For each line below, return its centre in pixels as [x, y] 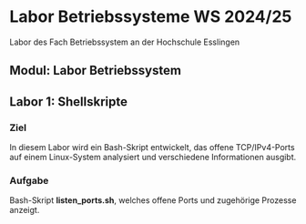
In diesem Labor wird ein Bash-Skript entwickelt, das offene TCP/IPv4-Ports [152, 148]
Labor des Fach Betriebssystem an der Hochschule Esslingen [125, 42]
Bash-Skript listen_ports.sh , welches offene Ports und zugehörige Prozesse [153, 200]
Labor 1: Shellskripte [68, 102]
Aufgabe [29, 180]
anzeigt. [25, 210]
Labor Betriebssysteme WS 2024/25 [151, 17]
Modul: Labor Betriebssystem [96, 71]
